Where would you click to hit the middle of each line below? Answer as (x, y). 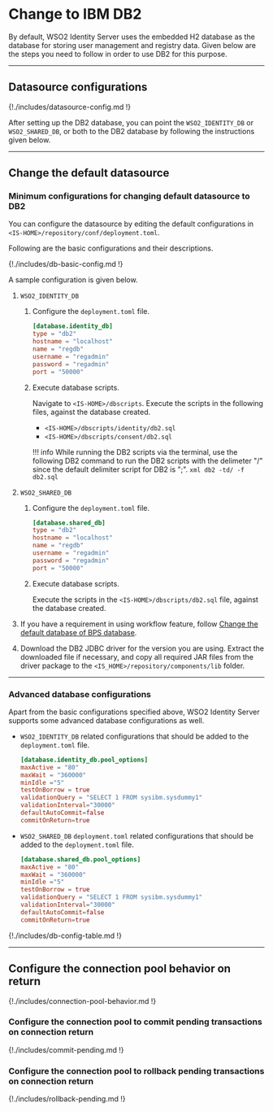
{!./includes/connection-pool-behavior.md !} (82, 1001)
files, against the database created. (91, 412)
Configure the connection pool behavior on (120, 969)
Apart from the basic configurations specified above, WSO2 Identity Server (134, 712)
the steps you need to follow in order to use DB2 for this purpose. (118, 54)
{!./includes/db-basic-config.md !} (66, 264)
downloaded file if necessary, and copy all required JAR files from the (137, 656)
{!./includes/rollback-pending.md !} (67, 1099)
